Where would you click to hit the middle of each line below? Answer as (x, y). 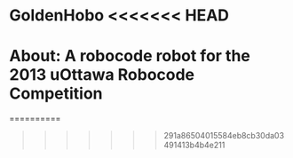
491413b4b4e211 (194, 145)
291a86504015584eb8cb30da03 (224, 136)
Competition (56, 94)
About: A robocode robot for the (130, 56)
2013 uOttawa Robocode (102, 75)
